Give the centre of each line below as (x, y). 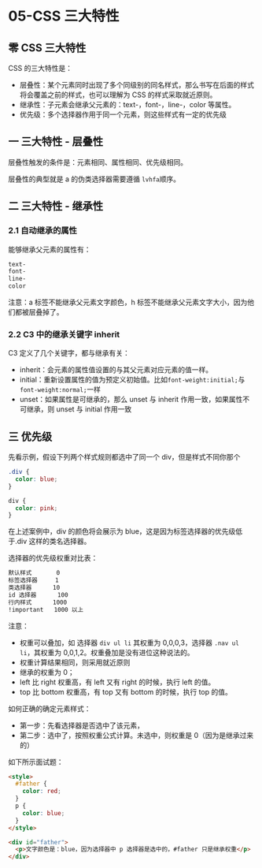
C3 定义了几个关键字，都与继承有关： (69, 353)
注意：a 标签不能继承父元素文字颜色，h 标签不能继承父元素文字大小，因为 (128, 302)
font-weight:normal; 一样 (60, 389)
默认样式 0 (34, 573)
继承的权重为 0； (47, 672)
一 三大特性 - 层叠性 (56, 142)
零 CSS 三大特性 (47, 48)
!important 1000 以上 (46, 609)
